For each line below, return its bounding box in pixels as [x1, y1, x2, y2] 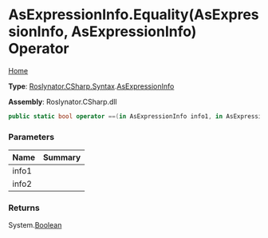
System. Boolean [8, 220, 62, 230]
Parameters [8, 131, 54, 142]
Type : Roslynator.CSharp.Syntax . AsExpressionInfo [8, 81, 175, 91]
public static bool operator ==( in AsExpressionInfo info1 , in [8, 112, 223, 121]
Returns [8, 202, 40, 213]
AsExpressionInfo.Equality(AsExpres [8, 6, 259, 24]
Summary [42, 152, 81, 163]
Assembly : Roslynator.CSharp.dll [8, 97, 117, 106]
